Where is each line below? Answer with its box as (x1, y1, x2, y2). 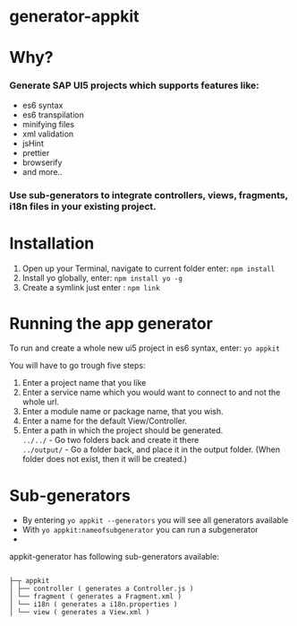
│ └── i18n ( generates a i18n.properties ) (9, 600, 178, 609)
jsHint (21, 137, 45, 149)
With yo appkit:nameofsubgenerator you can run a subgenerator (21, 525, 259, 535)
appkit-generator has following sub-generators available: (9, 552, 219, 562)
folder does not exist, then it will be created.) (21, 454, 188, 465)
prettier (21, 147, 50, 158)
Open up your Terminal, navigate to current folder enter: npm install (21, 263, 276, 274)
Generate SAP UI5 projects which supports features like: (9, 79, 259, 91)
